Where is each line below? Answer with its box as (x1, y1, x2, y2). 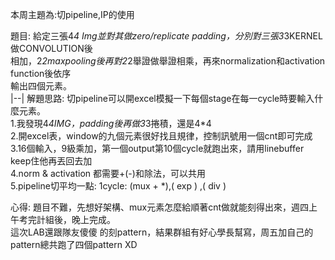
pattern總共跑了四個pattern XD (10, 239, 138, 250)
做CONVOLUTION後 (10, 43, 93, 54)
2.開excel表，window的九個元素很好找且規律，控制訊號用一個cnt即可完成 (10, 130, 313, 142)
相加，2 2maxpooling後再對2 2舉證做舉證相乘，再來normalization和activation (10, 55, 326, 67)
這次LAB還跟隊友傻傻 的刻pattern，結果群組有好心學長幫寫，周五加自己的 (10, 226, 314, 238)
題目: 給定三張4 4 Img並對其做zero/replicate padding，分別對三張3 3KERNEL (10, 30, 323, 42)
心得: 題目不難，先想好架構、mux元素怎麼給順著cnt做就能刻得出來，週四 (10, 201, 310, 213)
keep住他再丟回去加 (10, 155, 93, 167)
